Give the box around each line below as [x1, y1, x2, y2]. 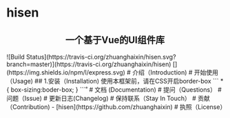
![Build [6, 53, 25, 61]
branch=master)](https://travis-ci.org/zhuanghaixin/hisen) [6, 60, 171, 68]
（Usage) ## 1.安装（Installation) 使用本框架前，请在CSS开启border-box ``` [6, 77, 219, 85]
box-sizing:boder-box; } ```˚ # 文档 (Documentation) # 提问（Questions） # [10, 86, 222, 94]
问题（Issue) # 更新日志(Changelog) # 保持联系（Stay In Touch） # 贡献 [6, 95, 211, 102]
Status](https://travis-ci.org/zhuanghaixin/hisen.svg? [25, 53, 176, 61]
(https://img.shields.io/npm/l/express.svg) [6, 68, 125, 77]
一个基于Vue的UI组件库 [65, 34, 165, 46]
